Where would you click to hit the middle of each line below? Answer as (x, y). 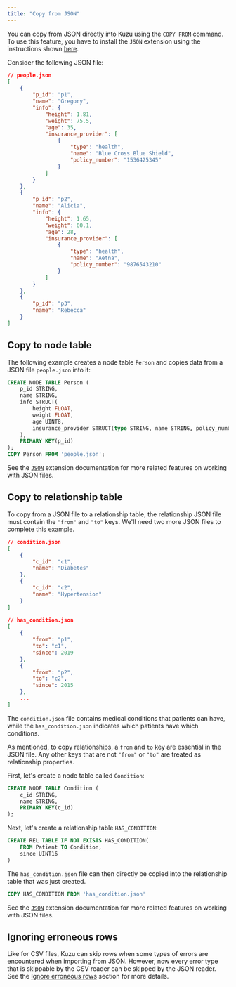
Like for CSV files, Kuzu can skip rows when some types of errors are (108, 954)
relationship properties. (41, 762)
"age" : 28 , (61, 232)
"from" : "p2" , (53, 672)
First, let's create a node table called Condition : (76, 775)
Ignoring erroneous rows (63, 937)
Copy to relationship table (65, 497)
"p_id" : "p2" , (53, 200)
